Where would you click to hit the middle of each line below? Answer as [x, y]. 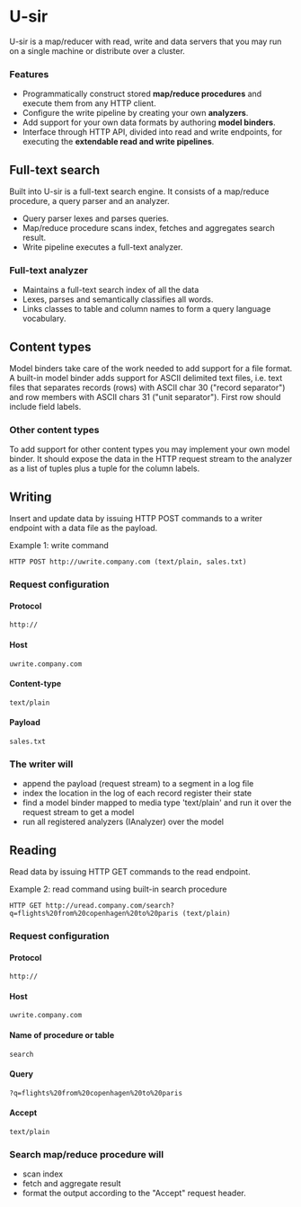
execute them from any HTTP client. [89, 103]
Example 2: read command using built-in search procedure [118, 889]
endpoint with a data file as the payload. [84, 528]
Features [29, 74]
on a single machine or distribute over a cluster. [97, 50]
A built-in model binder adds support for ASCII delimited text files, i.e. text [146, 378]
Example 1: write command [59, 546]
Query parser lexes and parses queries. [95, 218]
